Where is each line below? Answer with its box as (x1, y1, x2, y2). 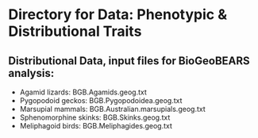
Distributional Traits (8, 22, 142, 40)
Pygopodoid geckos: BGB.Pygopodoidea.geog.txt (19, 96, 183, 105)
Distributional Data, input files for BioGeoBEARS (8, 54, 250, 67)
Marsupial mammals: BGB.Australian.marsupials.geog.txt (19, 105, 206, 113)
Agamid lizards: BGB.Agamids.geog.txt (19, 87, 147, 97)
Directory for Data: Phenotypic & (8, 6, 228, 24)
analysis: (8, 66, 55, 80)
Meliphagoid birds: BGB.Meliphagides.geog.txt (19, 121, 172, 130)
